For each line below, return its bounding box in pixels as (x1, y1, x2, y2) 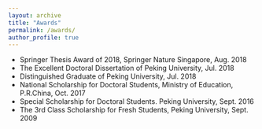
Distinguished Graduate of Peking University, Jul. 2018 (19, 72, 197, 81)
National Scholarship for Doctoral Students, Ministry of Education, (19, 80, 234, 90)
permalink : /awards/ (8, 26, 76, 34)
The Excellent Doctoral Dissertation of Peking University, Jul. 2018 (19, 64, 234, 73)
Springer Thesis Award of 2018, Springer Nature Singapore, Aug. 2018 (19, 55, 247, 64)
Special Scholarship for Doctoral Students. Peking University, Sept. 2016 (19, 97, 254, 106)
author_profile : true (8, 33, 79, 42)
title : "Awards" (8, 19, 61, 27)
